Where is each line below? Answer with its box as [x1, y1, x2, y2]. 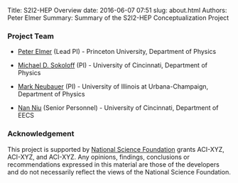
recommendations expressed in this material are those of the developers [7, 160, 220, 169]
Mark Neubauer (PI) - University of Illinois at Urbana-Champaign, [17, 82, 209, 91]
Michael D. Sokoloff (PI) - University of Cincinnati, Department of [17, 61, 208, 70]
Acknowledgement [7, 129, 75, 139]
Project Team [7, 31, 55, 41]
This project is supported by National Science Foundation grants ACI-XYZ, [7, 145, 225, 153]
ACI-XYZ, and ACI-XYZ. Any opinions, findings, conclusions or [7, 152, 190, 161]
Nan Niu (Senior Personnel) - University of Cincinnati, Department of [17, 104, 219, 112]
